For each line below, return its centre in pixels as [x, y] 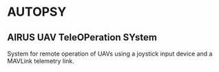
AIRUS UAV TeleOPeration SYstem [82, 37]
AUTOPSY [37, 12]
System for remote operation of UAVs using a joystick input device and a [110, 53]
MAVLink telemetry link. [41, 61]
